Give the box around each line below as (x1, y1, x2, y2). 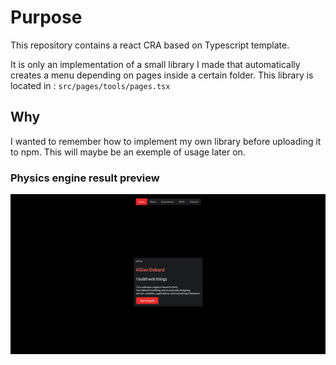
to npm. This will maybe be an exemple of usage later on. (10, 146, 246, 158)
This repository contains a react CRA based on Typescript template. (10, 39, 290, 51)
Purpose (10, 6, 83, 29)
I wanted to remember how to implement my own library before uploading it (10, 135, 322, 147)
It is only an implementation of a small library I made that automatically (10, 58, 301, 70)
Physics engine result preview (10, 171, 160, 185)
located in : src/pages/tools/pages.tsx (10, 79, 171, 91)
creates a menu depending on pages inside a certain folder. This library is (10, 69, 314, 81)
